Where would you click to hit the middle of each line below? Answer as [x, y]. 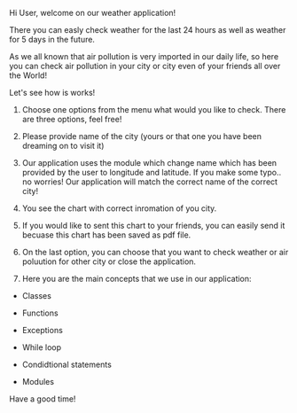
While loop [42, 347]
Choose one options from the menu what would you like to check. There [154, 109]
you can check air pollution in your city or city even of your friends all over [145, 66]
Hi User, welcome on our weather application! [93, 13]
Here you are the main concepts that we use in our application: [137, 279]
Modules [38, 382]
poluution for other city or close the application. [109, 261]
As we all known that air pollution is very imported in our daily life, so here [144, 56]
